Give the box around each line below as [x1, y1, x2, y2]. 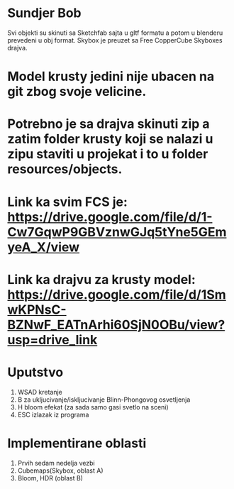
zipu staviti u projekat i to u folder [7, 146, 208, 163]
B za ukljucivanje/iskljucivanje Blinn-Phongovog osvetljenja [17, 395, 191, 404]
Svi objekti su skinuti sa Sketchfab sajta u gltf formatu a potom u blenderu [7, 28, 223, 37]
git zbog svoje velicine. [7, 84, 147, 100]
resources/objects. [7, 161, 123, 177]
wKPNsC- [7, 302, 67, 317]
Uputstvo [7, 364, 64, 380]
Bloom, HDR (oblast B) [17, 473, 84, 482]
